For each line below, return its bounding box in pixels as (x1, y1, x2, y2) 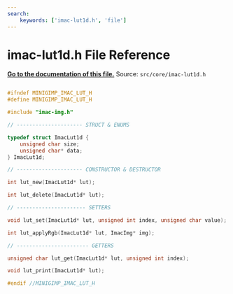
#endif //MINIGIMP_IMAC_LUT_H (7, 280, 96, 287)
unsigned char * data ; (20, 147, 83, 154)
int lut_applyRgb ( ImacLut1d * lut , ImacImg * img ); (7, 229, 155, 237)
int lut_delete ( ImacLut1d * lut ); (7, 192, 105, 199)
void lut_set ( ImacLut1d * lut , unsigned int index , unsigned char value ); (7, 216, 227, 224)
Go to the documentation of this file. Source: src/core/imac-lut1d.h (7, 70, 206, 78)
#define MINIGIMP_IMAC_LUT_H (7, 96, 92, 104)
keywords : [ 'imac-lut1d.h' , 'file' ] (20, 17, 127, 24)
